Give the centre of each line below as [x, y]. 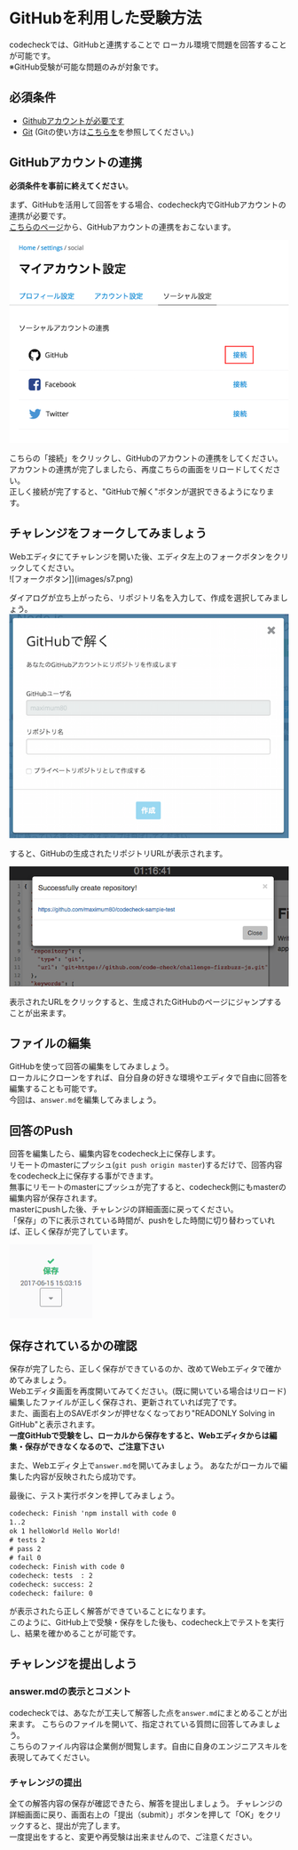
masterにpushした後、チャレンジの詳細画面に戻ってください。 [124, 1210]
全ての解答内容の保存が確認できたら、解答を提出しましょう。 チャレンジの [146, 1803]
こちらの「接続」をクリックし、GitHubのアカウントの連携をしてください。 [146, 458]
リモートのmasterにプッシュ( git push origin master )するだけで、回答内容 [146, 1165]
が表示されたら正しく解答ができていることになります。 [110, 1611]
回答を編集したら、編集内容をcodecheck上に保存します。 [114, 1154]
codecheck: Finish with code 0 [67, 1566]
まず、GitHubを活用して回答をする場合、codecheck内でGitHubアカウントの [148, 205]
